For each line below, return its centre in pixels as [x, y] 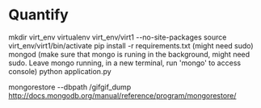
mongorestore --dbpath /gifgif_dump [70, 87]
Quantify [38, 15]
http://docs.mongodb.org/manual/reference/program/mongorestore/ [122, 95]
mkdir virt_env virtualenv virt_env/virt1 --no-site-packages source [118, 37]
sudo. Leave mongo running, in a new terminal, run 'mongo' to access [124, 63]
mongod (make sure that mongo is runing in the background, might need [129, 54]
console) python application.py [60, 71]
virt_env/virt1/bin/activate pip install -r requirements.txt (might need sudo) [131, 45]
